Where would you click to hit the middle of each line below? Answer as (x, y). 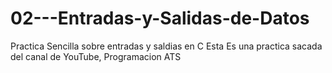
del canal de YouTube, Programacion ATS (96, 56)
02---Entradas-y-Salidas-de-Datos (160, 18)
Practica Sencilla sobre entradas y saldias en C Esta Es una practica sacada (166, 46)
